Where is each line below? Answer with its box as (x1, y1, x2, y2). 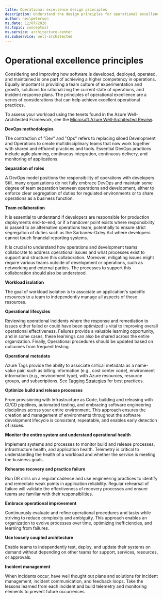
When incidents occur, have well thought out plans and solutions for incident (5, 573, 158, 579)
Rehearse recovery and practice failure (5, 466, 86, 472)
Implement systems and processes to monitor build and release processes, (5, 441, 155, 447)
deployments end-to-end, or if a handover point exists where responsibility (5, 219, 155, 225)
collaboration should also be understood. (5, 270, 87, 275)
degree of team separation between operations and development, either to (5, 185, 154, 191)
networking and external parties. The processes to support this (5, 265, 131, 271)
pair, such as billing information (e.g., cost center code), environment (16, 367, 155, 373)
